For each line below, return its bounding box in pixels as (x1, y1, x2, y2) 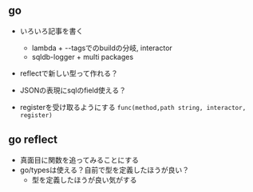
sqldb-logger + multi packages (31, 52, 134, 61)
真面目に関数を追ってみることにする (19, 155, 140, 164)
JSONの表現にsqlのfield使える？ (19, 85, 126, 95)
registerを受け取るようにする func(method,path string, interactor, (19, 102, 247, 112)
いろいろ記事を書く (19, 25, 84, 36)
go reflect (8, 133, 58, 147)
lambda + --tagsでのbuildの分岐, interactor (31, 43, 173, 53)
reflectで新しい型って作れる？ (19, 69, 118, 78)
